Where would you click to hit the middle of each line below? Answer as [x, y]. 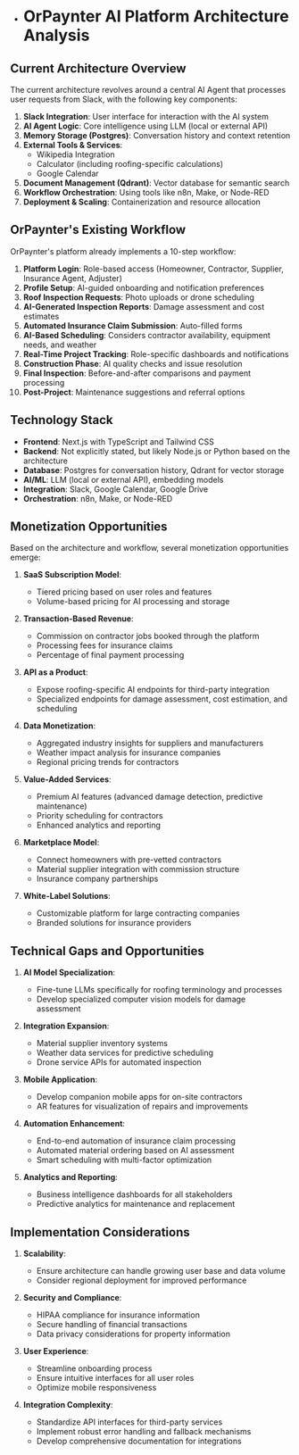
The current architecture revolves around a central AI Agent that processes [148, 90]
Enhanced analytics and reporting [99, 825]
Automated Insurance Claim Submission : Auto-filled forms [133, 325]
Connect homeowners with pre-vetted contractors [129, 860]
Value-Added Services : [67, 779]
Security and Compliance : [72, 1298]
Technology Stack [62, 420]
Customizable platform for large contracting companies [138, 913]
